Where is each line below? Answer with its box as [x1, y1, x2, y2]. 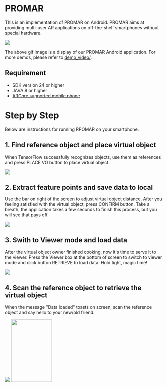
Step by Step [5, 110, 59, 121]
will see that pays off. [5, 212, 49, 218]
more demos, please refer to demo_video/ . [5, 54, 92, 60]
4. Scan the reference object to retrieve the [5, 283, 142, 291]
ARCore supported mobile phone [12, 93, 80, 98]
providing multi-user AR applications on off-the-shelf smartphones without [5, 24, 159, 30]
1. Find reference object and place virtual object [5, 141, 156, 149]
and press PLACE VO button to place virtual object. [5, 159, 110, 165]
